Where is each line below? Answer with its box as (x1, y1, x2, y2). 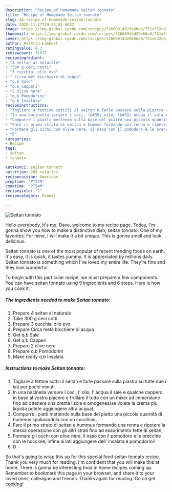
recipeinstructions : (5, 103, 50, 108)
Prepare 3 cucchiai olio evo (12, 321, 71, 327)
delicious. (5, 238, 26, 244)
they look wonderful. (5, 264, 49, 270)
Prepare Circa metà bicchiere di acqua (12, 326, 94, 332)
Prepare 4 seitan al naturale (12, 310, 72, 316)
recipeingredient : (5, 55, 45, 61)
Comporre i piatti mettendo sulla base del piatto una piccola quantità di (12, 411, 162, 417)
